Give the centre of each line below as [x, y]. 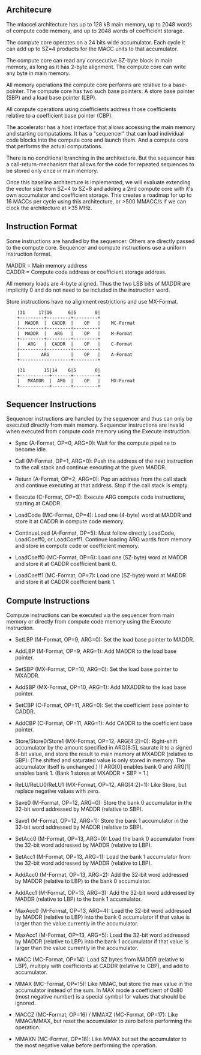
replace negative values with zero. [57, 791]
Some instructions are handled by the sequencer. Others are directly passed [100, 241]
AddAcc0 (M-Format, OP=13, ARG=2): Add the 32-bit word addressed [102, 875]
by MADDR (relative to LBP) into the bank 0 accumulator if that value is [102, 917]
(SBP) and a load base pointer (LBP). [52, 97]
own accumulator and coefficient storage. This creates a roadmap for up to [99, 195]
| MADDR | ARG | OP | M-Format [75, 333]
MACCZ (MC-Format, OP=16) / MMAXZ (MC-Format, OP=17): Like [96, 1015]
